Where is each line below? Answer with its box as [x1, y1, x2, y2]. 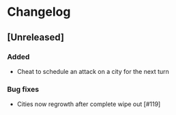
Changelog [7, 4, 71, 20]
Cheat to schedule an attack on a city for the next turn [16, 67, 169, 75]
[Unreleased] [7, 31, 65, 43]
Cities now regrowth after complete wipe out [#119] [16, 100, 161, 108]
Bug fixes [7, 84, 40, 94]
